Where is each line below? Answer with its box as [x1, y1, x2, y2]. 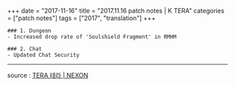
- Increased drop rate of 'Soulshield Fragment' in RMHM [7, 33, 177, 40]
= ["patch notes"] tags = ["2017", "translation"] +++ [7, 14, 156, 22]
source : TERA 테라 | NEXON [7, 71, 89, 79]
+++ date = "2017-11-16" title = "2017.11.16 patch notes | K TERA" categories [7, 7, 225, 15]
